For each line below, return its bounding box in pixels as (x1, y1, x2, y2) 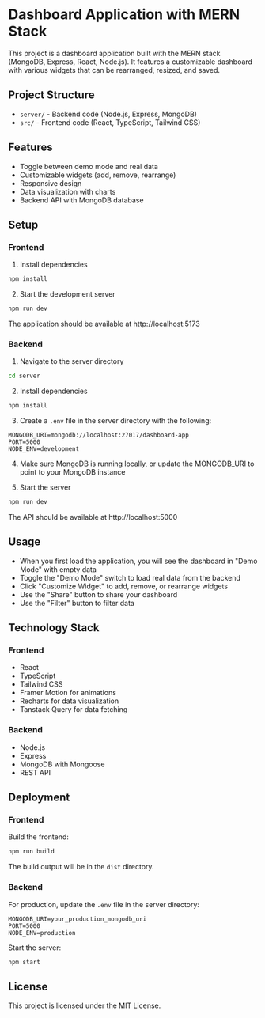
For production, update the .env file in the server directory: (8, 899, 200, 909)
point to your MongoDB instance (19, 467, 126, 477)
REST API (19, 767, 51, 777)
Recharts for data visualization (19, 696, 119, 706)
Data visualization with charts (19, 187, 116, 196)
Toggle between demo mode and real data (19, 161, 158, 171)
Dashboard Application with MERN (8, 6, 240, 24)
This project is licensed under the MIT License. (8, 1001, 161, 1010)
